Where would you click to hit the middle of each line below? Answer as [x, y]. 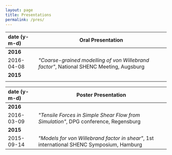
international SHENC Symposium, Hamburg [90, 145]
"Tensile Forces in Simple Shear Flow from [89, 115]
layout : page [19, 10]
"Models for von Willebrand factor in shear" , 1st [96, 138]
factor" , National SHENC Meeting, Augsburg [91, 67]
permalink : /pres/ [25, 20]
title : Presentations [28, 15]
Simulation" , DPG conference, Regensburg [89, 122]
